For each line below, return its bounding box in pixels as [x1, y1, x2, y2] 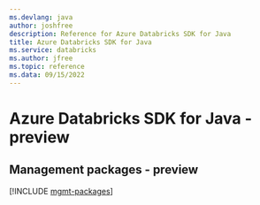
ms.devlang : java [9, 12, 73, 22]
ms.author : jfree [9, 54, 73, 63]
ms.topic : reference [9, 63, 86, 72]
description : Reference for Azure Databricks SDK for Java [9, 29, 232, 38]
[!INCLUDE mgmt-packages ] [9, 186, 113, 196]
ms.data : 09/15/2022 [9, 71, 86, 80]
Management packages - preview [9, 163, 199, 178]
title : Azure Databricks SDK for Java [9, 37, 152, 47]
